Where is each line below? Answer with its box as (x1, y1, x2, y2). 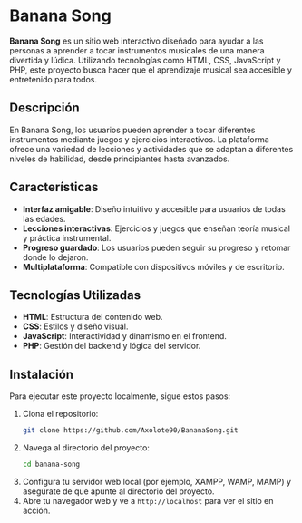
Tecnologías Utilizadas (9, 287, 141, 303)
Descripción (9, 101, 80, 116)
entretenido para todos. (9, 73, 98, 84)
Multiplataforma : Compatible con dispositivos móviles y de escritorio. (22, 261, 285, 272)
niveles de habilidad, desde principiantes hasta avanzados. (9, 153, 230, 164)
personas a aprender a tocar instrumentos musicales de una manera (9, 44, 265, 55)
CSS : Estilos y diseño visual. (22, 321, 129, 332)
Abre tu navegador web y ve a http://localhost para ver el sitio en (22, 495, 274, 506)
